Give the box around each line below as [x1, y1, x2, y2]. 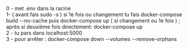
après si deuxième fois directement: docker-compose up [6, 23, 143, 30]
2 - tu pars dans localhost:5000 [6, 29, 83, 36]
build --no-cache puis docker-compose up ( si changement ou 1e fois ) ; [6, 17, 180, 24]
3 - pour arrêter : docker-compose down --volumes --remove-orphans [6, 36, 177, 42]
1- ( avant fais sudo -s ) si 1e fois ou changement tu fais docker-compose [6, 11, 183, 18]
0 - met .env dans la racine [6, 5, 71, 12]
